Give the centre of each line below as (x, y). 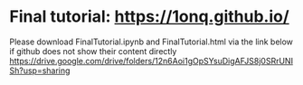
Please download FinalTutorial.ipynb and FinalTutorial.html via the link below (151, 42)
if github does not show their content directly (93, 51)
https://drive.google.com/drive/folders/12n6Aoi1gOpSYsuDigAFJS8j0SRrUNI (151, 61)
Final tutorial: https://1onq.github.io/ (149, 17)
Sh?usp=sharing (40, 71)
